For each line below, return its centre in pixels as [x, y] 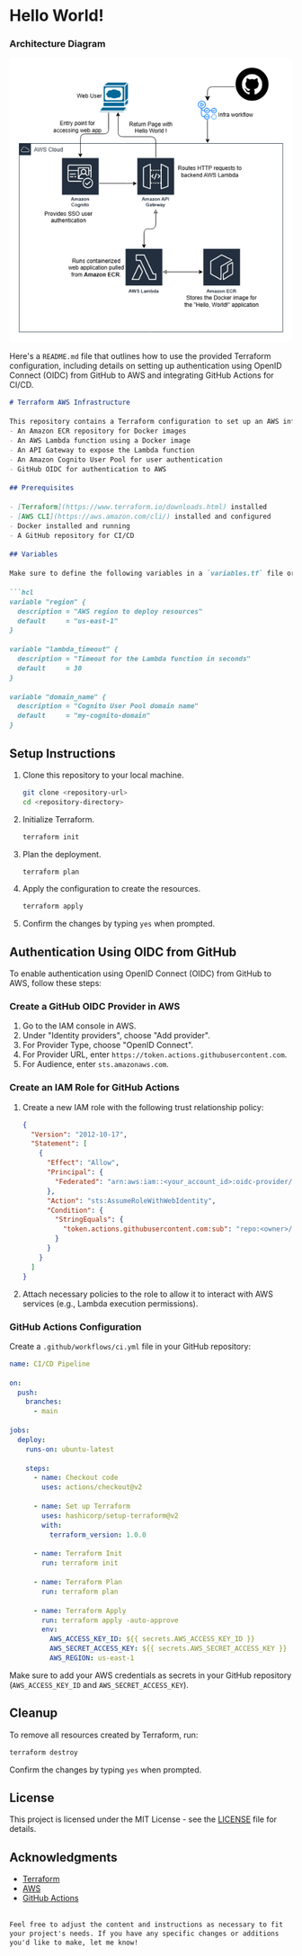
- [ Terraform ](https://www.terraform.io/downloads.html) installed [138, 507]
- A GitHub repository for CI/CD [72, 535]
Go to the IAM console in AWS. [79, 1026]
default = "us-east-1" [68, 621]
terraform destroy [44, 1752]
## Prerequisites [42, 488]
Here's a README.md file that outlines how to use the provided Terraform [140, 356]
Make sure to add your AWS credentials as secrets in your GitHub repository [151, 1675]
